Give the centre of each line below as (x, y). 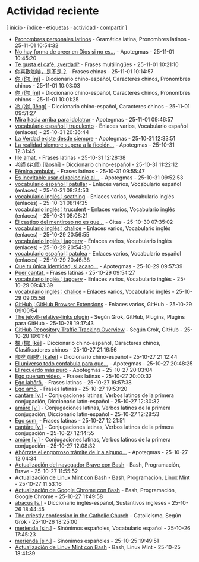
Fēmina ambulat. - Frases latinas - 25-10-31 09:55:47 (80, 171)
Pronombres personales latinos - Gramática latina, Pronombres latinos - (102, 39)
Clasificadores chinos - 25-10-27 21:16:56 (66, 349)
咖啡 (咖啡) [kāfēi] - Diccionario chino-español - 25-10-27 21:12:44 (96, 356)
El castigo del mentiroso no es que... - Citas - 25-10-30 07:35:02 (94, 222)
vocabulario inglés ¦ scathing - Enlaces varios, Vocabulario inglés (94, 196)
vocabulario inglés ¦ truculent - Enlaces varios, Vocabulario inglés (95, 209)
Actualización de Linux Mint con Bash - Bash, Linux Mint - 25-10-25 (98, 547)
